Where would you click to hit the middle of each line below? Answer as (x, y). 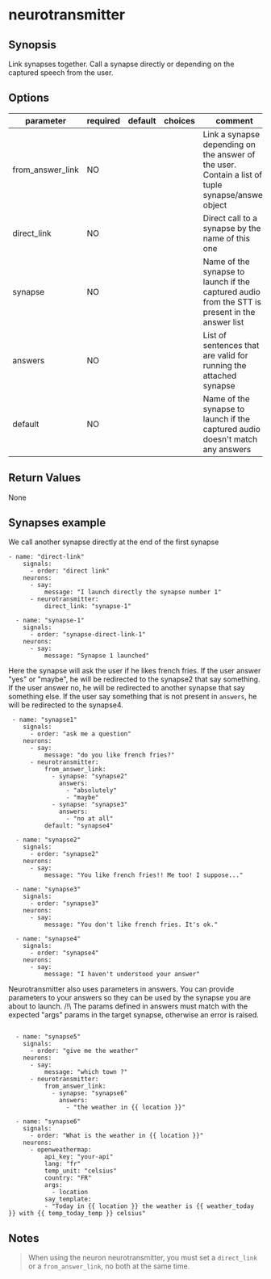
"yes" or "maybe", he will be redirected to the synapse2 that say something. (134, 679)
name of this (226, 238)
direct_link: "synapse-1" (88, 606)
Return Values (45, 478)
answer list (223, 322)
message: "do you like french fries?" (109, 755)
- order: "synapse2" (64, 854)
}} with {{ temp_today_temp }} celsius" (77, 1214)
